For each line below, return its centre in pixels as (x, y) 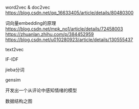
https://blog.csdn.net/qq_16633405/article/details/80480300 (69, 13)
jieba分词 (15, 70)
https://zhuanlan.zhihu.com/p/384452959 (50, 34)
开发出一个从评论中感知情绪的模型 (41, 90)
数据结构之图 (19, 101)
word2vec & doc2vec (28, 7)
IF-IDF (12, 59)
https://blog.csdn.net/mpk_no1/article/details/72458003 (64, 29)
